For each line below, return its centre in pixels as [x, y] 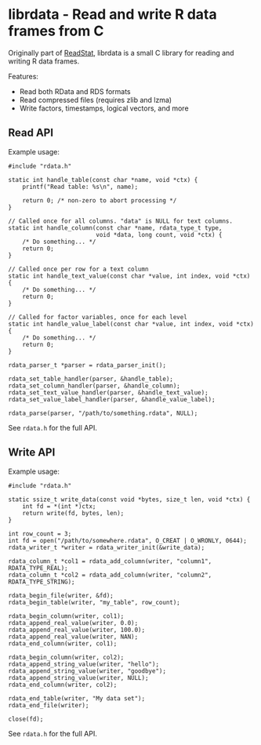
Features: [24, 76]
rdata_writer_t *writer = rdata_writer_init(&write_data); [107, 547]
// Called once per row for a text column [78, 269]
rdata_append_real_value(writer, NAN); [73, 637]
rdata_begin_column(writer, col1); [66, 616]
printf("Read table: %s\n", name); [80, 187]
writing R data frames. [44, 61]
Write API [32, 452]
